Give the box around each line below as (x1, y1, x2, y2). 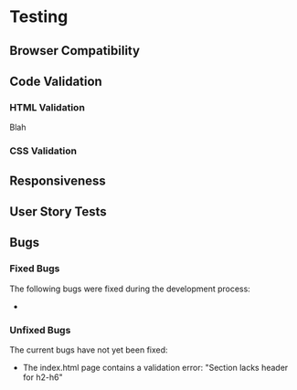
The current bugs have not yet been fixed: (9, 344, 168, 355)
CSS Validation (9, 144, 78, 157)
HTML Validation (9, 100, 85, 113)
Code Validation (9, 73, 102, 89)
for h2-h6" (22, 372, 63, 383)
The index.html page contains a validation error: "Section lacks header (22, 362, 289, 373)
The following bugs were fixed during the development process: (9, 283, 251, 294)
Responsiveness (9, 173, 107, 188)
